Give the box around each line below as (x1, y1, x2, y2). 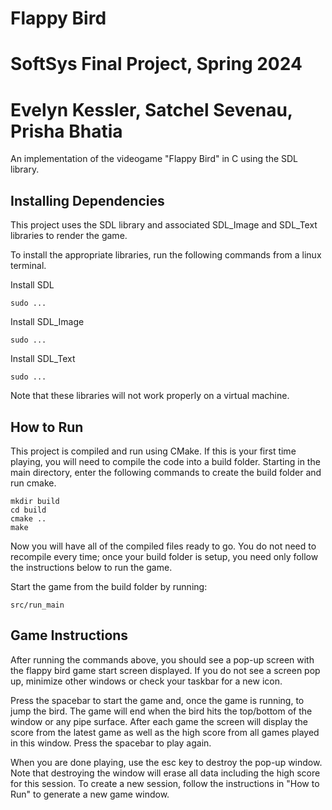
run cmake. (10, 477, 57, 489)
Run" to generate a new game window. (10, 788, 170, 800)
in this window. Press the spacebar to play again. (10, 737, 212, 749)
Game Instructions (10, 627, 129, 644)
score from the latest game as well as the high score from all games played (10, 726, 320, 738)
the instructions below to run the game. (10, 561, 173, 573)
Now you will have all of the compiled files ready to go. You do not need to (10, 540, 317, 552)
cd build (10, 505, 47, 515)
